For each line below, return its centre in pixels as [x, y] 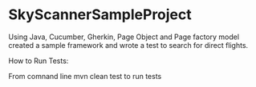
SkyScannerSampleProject [100, 15]
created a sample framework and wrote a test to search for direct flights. [128, 45]
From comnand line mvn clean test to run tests [85, 76]
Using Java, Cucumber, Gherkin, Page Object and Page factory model [124, 37]
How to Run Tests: [39, 61]
